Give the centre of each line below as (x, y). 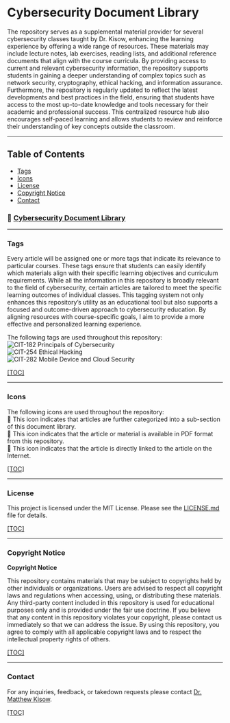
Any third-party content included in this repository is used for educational (111, 603)
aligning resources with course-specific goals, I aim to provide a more (106, 317)
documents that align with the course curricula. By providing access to (107, 60)
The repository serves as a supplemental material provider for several (105, 32)
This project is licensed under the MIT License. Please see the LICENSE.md (113, 508)
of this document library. (42, 426)
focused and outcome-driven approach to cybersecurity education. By (107, 309)
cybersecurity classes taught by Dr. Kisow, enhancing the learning (100, 38)
